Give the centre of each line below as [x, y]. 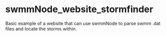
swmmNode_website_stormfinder [79, 9]
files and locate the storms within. [41, 28]
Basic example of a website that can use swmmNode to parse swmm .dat [83, 23]
